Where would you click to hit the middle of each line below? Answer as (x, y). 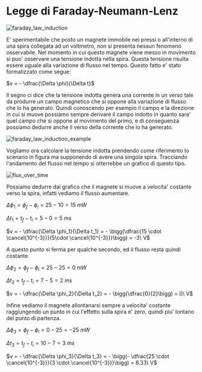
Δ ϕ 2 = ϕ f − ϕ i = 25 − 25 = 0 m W (46, 268)
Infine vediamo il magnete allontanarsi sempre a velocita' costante (88, 306)
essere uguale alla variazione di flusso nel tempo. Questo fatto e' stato (94, 65)
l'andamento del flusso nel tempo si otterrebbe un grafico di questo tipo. (96, 163)
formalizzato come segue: (39, 71)
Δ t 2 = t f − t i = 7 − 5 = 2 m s (39, 281)
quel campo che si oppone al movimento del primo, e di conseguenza (93, 120)
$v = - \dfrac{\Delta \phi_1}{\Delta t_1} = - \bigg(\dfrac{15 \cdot (84, 231)
